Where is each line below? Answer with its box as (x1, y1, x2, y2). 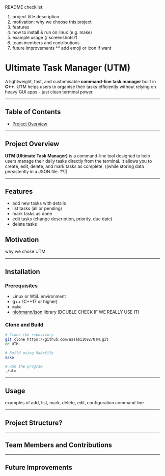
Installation (5, 268, 40, 276)
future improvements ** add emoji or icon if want (12, 45, 111, 51)
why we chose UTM (5, 248, 46, 255)
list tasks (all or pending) (12, 206, 62, 211)
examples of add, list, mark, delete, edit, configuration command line (5, 400, 144, 406)
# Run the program (5, 364, 43, 369)
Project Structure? (5, 418, 63, 427)
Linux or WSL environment (12, 293, 66, 299)
